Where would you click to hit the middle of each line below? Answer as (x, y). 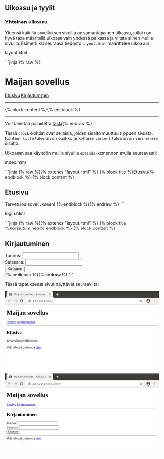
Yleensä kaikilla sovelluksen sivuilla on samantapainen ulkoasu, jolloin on (78, 33)
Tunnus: (13, 256)
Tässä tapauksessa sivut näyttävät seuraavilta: (52, 284)
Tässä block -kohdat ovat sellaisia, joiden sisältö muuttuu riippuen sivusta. (79, 133)
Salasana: (15, 262)
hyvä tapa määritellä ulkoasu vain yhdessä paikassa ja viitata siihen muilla (79, 38)
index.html (16, 162)
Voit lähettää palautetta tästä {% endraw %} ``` (51, 123)
